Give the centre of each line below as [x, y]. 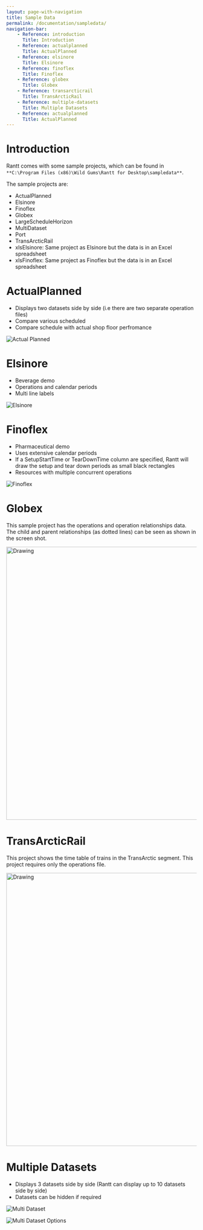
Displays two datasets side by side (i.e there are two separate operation [104, 308]
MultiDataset [31, 228]
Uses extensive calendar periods [56, 453]
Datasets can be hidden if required [58, 1197]
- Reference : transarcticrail [55, 91]
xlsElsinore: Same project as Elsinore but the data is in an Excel [93, 248]
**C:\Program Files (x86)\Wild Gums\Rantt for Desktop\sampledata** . [95, 172]
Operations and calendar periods [56, 387]
